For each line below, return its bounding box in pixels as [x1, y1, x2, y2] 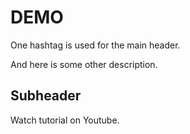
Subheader [10, 87, 82, 105]
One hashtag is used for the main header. [10, 39, 181, 51]
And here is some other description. [10, 58, 158, 70]
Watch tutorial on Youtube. [10, 114, 120, 126]
